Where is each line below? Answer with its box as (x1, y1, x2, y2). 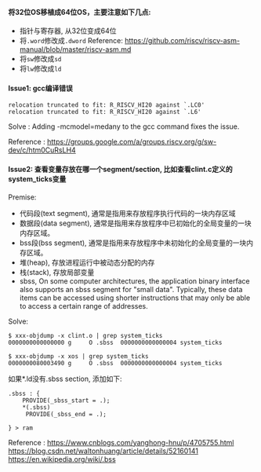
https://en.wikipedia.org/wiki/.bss (8, 454, 116, 463)
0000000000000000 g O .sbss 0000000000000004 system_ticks (8, 338, 223, 346)
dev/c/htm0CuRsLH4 (8, 145, 76, 155)
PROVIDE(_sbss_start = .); (22, 397, 111, 404)
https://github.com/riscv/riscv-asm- (125, 36, 241, 46)
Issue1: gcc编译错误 (8, 83, 73, 93)
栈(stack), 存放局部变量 (19, 267, 95, 276)
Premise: (8, 192, 37, 202)
